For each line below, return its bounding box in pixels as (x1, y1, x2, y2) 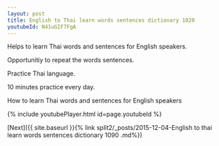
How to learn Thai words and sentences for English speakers (7, 96, 183, 105)
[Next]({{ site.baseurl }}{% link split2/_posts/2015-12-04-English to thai (7, 124, 213, 132)
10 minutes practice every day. (7, 83, 96, 92)
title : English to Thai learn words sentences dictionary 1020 (7, 17, 195, 24)
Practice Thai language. (7, 69, 75, 78)
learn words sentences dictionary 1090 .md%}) (7, 131, 143, 140)
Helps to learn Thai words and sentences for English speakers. (7, 43, 188, 51)
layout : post (7, 10, 45, 17)
